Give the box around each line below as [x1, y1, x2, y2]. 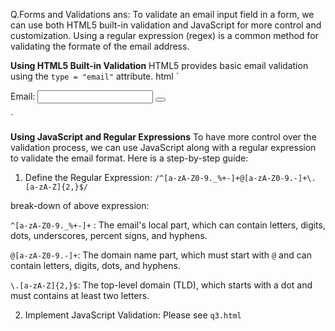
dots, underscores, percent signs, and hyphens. [10, 230, 208, 241]
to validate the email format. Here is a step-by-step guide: [10, 152, 249, 164]
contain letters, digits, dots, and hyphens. [10, 260, 181, 271]
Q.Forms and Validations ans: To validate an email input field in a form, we [10, 9, 315, 20]
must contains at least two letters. [10, 290, 150, 301]
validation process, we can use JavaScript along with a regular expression [10, 142, 317, 153]
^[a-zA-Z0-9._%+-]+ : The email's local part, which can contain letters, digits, [10, 219, 326, 231]
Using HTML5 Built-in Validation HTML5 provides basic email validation [10, 60, 309, 71]
